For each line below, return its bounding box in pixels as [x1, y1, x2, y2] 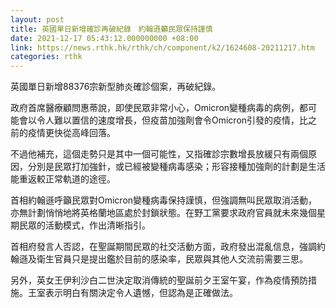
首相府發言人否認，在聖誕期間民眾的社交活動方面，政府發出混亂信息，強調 [10, 241, 317, 253]
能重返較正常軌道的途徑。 [10, 173, 116, 185]
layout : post [10, 14, 65, 25]
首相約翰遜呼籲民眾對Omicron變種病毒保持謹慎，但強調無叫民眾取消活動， [10, 194, 318, 206]
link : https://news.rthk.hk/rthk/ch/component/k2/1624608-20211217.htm [10, 42, 315, 53]
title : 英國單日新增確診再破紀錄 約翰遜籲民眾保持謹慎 [10, 24, 213, 34]
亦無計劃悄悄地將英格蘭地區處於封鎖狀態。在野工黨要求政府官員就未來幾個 [10, 207, 317, 219]
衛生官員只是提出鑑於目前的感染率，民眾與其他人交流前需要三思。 [36, 253, 308, 265]
